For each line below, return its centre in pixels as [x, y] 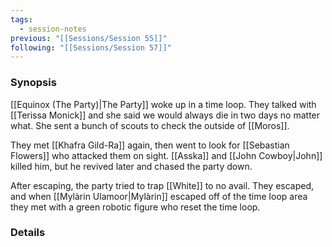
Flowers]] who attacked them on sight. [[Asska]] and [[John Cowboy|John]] [166, 155]
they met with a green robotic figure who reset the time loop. [135, 207]
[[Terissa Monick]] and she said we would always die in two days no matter [165, 115]
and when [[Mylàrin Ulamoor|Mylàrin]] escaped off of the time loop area [159, 196]
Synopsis [33, 83]
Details [28, 233]
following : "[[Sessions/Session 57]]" [91, 47]
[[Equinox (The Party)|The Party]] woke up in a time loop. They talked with [163, 104]
